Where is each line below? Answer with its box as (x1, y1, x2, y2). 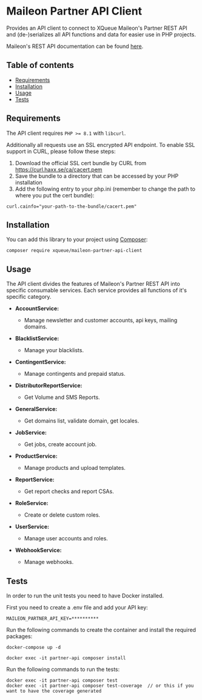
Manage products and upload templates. (24, 464, 126, 472)
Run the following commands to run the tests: (6, 666, 120, 673)
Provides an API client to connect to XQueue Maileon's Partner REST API (6, 24, 188, 32)
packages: (6, 633, 33, 640)
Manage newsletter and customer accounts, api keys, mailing (24, 317, 178, 324)
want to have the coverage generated (6, 688, 102, 694)
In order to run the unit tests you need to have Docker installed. (6, 592, 164, 599)
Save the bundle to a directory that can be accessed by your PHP (15, 172, 179, 180)
